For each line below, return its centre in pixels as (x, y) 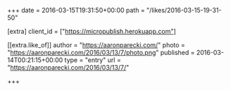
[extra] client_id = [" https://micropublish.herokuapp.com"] (92, 31)
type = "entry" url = (93, 60)
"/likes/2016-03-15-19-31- (184, 10)
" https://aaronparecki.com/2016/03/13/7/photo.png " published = (101, 53)
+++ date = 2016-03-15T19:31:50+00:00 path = (76, 10)
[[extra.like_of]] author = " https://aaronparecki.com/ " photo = (96, 45)
